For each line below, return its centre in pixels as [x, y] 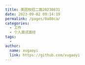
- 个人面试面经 [23, 32]
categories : [17, 23]
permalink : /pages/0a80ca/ [33, 19]
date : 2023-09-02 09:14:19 [33, 14]
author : [13, 46]
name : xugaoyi [24, 50]
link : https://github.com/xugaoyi [45, 55]
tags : [11, 37]
